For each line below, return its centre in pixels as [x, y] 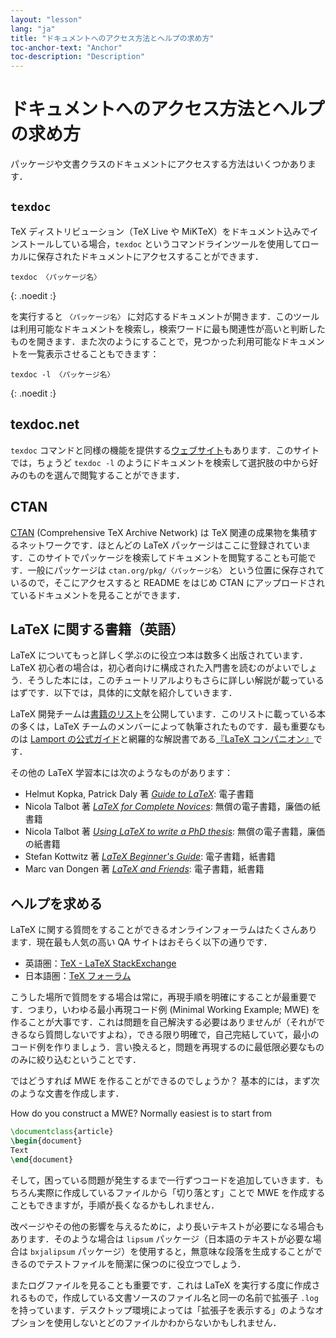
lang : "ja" [33, 29]
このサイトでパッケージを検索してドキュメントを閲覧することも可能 [167, 557]
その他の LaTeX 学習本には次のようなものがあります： [121, 773]
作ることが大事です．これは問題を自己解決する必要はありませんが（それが [163, 1022]
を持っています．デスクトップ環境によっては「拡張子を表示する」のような [163, 1310]
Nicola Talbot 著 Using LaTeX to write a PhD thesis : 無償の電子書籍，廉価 [175, 832]
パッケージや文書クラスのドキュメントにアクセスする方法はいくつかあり [159, 164]
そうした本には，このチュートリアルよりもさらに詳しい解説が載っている [175, 680]
